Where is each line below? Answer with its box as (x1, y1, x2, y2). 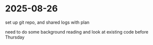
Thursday (5, 34, 25, 40)
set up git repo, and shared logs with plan (5, 19, 90, 25)
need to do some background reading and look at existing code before (5, 29, 149, 35)
